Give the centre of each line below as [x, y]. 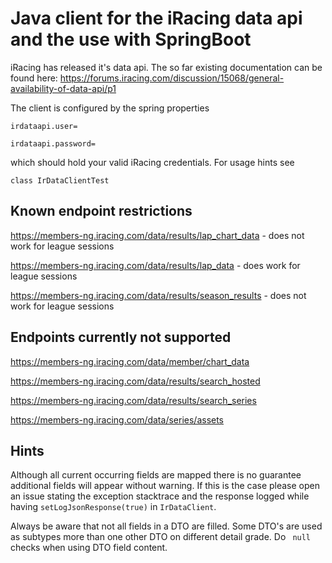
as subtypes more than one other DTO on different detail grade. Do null [161, 537]
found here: [34, 78]
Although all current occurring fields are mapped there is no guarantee [156, 475]
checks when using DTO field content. [89, 548]
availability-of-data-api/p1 [63, 88]
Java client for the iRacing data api [156, 18]
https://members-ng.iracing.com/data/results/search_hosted [135, 381]
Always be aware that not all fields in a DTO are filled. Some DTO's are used [166, 526]
